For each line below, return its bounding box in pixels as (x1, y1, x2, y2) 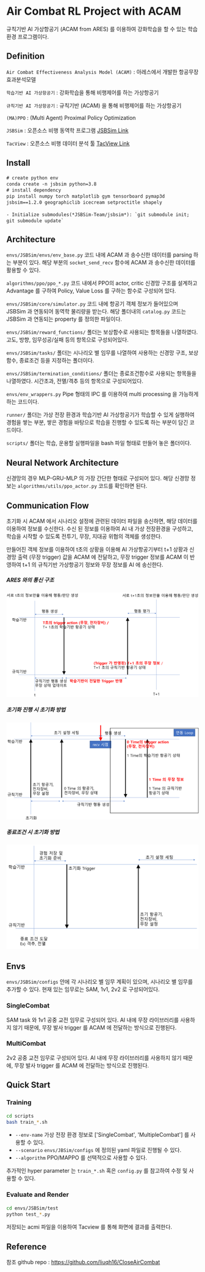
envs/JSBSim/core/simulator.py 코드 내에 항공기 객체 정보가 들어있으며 (6, 300, 179, 307)
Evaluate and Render (6, 1191, 69, 1199)
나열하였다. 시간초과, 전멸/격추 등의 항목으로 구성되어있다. (6, 378, 143, 385)
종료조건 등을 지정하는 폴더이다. (19, 357, 95, 364)
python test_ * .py (6, 1211, 51, 1218)
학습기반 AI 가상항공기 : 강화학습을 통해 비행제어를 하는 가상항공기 (6, 89, 159, 96)
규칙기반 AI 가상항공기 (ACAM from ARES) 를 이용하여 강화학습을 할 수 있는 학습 (6, 25, 198, 32)
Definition (6, 51, 45, 62)
